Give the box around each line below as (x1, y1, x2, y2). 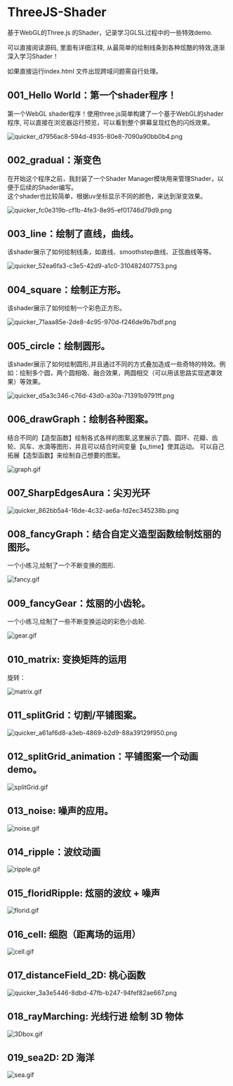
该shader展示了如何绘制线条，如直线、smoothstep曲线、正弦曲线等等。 (7, 248, 215, 256)
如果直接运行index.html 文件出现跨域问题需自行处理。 (7, 67, 163, 75)
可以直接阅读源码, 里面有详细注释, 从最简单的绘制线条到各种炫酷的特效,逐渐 (7, 43, 225, 51)
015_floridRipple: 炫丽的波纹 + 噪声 (7, 887, 161, 899)
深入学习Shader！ (7, 52, 60, 60)
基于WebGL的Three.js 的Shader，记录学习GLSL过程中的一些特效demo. (7, 28, 213, 36)
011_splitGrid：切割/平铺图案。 (7, 709, 142, 721)
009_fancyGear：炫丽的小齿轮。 (7, 597, 151, 609)
